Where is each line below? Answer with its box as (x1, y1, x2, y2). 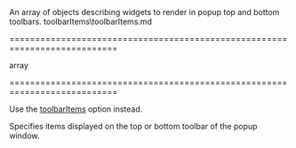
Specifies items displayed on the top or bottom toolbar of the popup (9, 121, 258, 131)
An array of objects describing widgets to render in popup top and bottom (9, 7, 280, 17)
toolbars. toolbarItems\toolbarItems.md (9, 16, 153, 27)
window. (9, 130, 40, 141)
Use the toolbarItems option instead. (9, 104, 143, 114)
